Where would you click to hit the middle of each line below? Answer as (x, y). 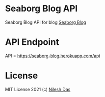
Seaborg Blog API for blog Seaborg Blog (46, 22)
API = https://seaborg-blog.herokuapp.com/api (52, 56)
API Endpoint (32, 42)
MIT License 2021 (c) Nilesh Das (38, 89)
